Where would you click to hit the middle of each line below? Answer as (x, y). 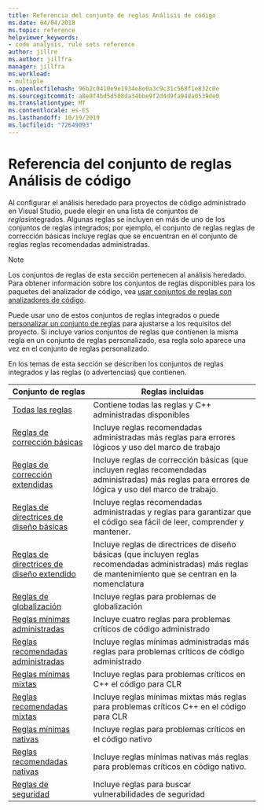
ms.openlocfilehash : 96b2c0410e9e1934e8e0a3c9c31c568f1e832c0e (114, 88)
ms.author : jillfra (40, 60)
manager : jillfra (37, 67)
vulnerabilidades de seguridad (149, 793)
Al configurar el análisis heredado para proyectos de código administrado (127, 202)
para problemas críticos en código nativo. (170, 766)
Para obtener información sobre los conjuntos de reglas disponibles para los (132, 283)
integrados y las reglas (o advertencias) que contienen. (97, 372)
